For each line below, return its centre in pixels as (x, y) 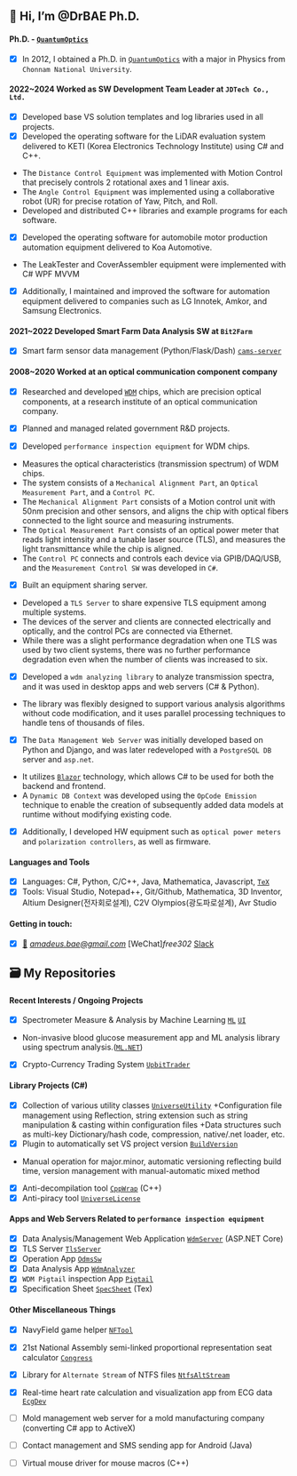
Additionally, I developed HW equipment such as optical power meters (152, 831)
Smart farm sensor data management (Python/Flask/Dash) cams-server (152, 351)
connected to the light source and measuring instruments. (128, 520)
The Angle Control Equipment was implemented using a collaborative (148, 191)
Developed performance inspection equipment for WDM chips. (136, 446)
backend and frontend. (64, 786)
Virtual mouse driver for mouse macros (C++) (105, 1463)
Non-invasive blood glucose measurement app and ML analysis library (151, 1038)
